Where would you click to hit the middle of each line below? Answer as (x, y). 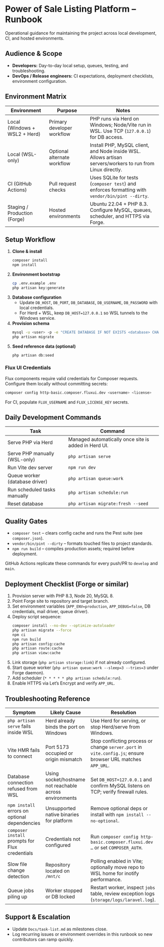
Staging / (18, 207)
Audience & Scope (34, 54)
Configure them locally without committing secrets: (57, 384)
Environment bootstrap (36, 274)
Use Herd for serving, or (118, 721)
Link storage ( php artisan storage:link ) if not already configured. (79, 663)
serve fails (19, 726)
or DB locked (60, 897)
